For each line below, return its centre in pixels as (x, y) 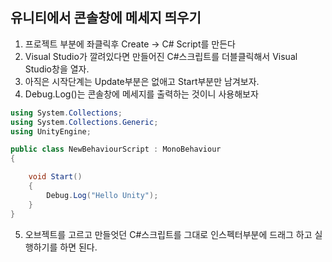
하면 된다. (78, 247)
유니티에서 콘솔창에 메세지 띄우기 (106, 18)
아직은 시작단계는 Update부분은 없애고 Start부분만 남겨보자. (142, 81)
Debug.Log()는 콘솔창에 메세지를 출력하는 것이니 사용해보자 (141, 94)
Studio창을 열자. (57, 69)
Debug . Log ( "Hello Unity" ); (102, 195)
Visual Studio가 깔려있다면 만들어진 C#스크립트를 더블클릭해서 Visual (161, 56)
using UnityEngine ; (51, 131)
